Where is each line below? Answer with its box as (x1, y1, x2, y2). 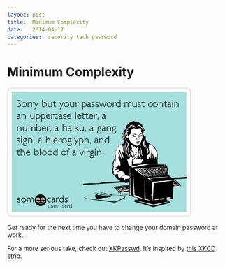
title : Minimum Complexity (7, 18, 89, 26)
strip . (7, 252, 22, 260)
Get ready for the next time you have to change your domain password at (7, 224, 218, 232)
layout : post (7, 11, 45, 18)
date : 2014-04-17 (7, 26, 64, 33)
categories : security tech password (7, 34, 117, 41)
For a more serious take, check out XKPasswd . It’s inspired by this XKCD (7, 245, 216, 253)
